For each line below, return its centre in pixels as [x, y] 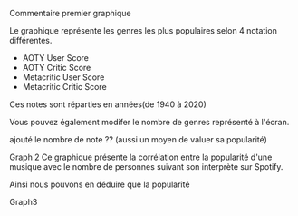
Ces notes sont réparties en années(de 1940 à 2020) [108, 104]
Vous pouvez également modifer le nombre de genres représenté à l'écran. [149, 122]
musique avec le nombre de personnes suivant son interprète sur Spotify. [146, 167]
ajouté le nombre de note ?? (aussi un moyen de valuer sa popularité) [138, 139]
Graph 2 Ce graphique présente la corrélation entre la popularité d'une [141, 157]
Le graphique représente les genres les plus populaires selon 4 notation [144, 30]
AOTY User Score [55, 58]
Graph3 [24, 202]
